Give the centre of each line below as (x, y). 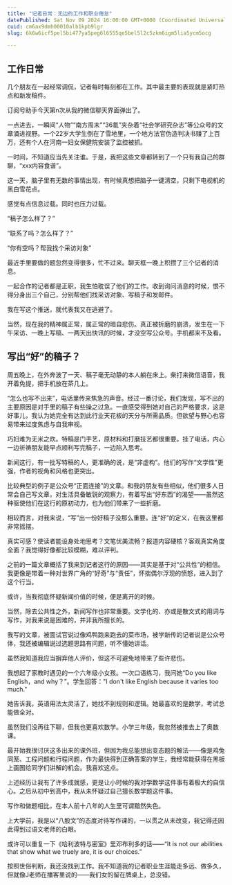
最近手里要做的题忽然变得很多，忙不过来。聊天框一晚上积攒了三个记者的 (110, 263)
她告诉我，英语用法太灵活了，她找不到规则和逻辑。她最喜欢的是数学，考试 (113, 703)
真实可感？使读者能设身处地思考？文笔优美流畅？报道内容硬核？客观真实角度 (116, 541)
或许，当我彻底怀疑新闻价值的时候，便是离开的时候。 (83, 596)
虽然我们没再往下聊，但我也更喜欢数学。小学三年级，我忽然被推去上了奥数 (113, 727)
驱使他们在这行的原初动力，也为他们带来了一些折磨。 (88, 502)
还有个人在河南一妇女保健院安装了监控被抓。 (83, 142)
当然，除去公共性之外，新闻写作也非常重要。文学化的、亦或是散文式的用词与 (116, 611)
